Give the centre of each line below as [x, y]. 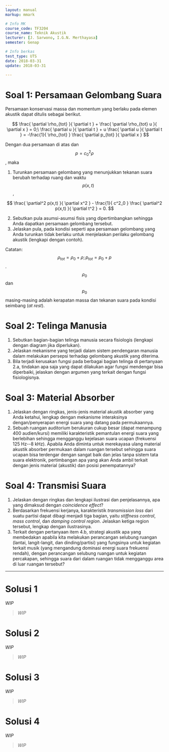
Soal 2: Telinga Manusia [56, 326]
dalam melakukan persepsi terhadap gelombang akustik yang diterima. [86, 356]
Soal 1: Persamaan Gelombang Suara [83, 95]
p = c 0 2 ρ [84, 153]
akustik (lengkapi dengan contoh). [48, 240]
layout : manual [21, 10]
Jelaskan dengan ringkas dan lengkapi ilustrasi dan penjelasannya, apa [86, 499]
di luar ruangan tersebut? [38, 564]
